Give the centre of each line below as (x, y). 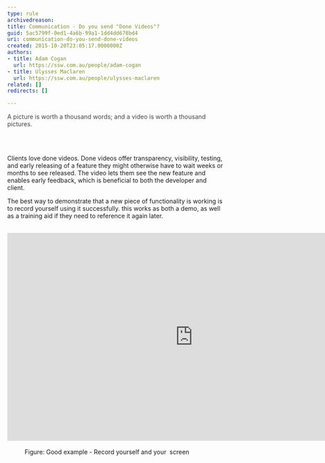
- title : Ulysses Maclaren (46, 71)
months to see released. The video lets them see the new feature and (107, 173)
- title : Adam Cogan (37, 59)
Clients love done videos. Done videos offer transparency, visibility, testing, (115, 158)
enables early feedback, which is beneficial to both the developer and (107, 180)
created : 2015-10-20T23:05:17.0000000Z (65, 46)
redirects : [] (28, 91)
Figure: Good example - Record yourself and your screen (107, 452)
